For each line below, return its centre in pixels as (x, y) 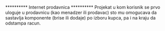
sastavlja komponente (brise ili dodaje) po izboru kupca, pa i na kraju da (80, 18)
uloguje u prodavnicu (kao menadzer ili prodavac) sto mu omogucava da (81, 12)
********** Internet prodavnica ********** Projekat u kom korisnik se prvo (83, 7)
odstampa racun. (23, 23)
